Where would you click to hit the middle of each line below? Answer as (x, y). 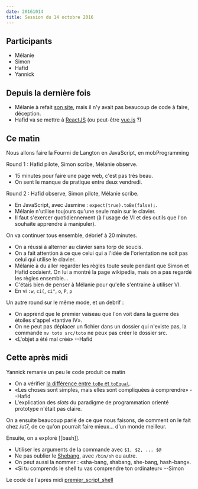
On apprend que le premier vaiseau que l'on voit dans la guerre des (97, 314)
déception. (28, 114)
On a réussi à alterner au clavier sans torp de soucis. (79, 247)
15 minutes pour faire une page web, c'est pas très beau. (84, 175)
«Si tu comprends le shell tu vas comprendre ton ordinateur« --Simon (99, 468)
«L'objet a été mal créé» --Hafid (53, 339)
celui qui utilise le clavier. (45, 259)
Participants (29, 41)
